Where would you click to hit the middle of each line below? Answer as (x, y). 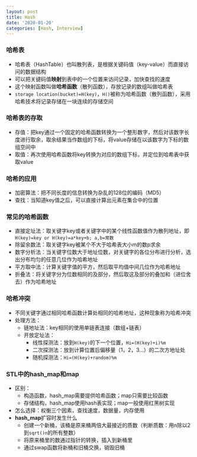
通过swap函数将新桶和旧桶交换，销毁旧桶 (74, 448)
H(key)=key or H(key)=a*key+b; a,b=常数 (64, 238)
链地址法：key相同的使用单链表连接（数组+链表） (84, 328)
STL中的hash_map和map (43, 374)
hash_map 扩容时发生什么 (46, 418)
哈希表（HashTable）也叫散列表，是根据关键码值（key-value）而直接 (99, 64)
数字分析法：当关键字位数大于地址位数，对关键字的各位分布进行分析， (100, 252)
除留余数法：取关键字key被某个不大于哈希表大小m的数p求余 (88, 245)
